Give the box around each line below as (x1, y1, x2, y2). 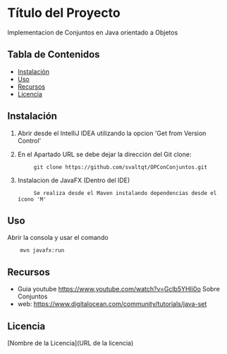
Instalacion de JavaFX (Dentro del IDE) (17, 176, 130, 184)
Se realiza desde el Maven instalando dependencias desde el (33, 189, 217, 196)
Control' (17, 136, 42, 145)
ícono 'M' (17, 196, 47, 203)
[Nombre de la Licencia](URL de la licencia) (7, 339, 134, 347)
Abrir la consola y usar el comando (7, 234, 109, 242)
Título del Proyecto (7, 5, 121, 21)
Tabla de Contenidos (7, 49, 100, 61)
